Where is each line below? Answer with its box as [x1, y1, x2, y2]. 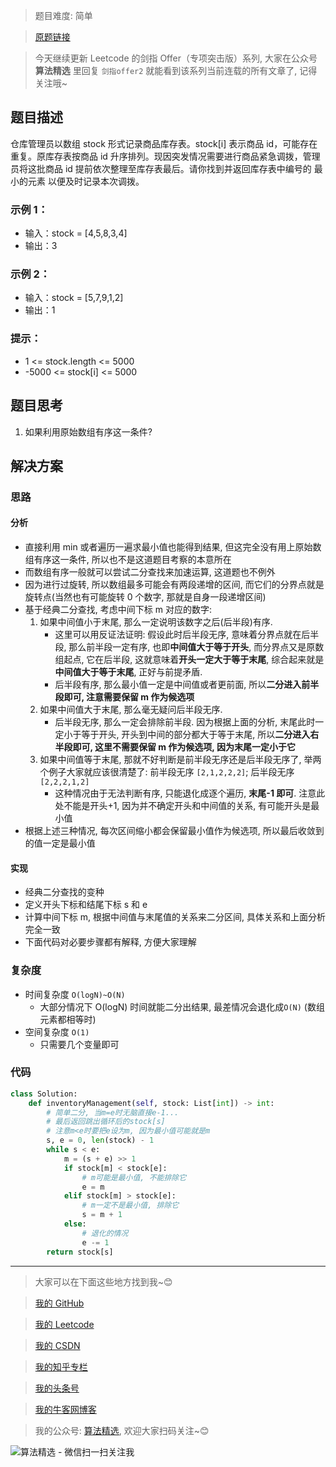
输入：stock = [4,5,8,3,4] [24, 227, 128, 239]
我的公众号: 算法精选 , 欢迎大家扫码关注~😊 [34, 1424, 210, 1436]
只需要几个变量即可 [39, 1038, 120, 1050]
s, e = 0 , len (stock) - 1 [46, 1135, 155, 1146]
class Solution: [10, 1089, 78, 1099]
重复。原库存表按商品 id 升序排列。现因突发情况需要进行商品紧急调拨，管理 [10, 150, 321, 162]
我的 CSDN [34, 1339, 81, 1351]
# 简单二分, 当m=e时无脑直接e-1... [46, 1107, 180, 1118]
